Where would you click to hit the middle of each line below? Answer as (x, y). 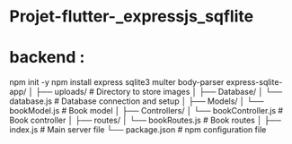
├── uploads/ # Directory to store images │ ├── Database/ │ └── (159, 92)
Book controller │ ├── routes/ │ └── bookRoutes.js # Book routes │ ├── (145, 120)
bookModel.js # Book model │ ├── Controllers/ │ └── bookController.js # (146, 111)
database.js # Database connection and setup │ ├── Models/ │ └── (137, 101)
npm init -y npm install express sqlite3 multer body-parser (117, 82)
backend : (47, 58)
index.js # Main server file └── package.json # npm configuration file (138, 130)
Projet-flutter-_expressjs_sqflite (132, 17)
